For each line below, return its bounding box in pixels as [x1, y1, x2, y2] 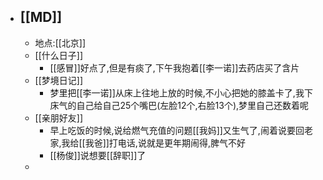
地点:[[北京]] [34, 36, 87, 49]
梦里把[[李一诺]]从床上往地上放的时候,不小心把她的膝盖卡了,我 [49, 86, 305, 99]
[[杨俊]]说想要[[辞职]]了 [49, 149, 147, 161]
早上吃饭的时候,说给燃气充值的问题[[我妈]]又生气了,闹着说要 [49, 124, 296, 136]
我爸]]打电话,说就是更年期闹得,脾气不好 [84, 136, 246, 149]
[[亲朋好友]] [34, 111, 84, 124]
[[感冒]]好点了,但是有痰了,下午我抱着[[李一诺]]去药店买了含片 [49, 61, 300, 74]
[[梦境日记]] [34, 74, 84, 86]
